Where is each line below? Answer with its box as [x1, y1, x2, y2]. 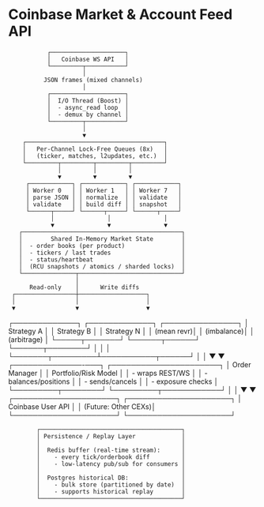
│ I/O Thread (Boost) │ [47, 96, 129, 104]
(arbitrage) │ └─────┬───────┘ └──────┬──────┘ [8, 334, 200, 344]
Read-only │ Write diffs [28, 283, 140, 291]
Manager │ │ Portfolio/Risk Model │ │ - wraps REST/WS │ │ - [8, 368, 208, 377]
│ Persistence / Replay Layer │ [36, 432, 186, 440]
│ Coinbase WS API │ [47, 55, 129, 63]
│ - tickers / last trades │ [18, 249, 186, 257]
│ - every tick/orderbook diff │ [36, 453, 186, 461]
